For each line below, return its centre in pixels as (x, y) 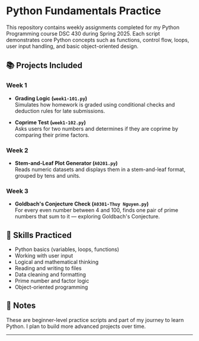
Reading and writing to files (48, 268)
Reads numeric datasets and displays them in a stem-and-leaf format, (100, 169)
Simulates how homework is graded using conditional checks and (95, 104)
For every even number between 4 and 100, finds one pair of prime (97, 210)
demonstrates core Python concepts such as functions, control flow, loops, (98, 40)
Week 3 (17, 191)
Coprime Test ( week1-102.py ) (50, 122)
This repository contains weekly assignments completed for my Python (93, 27)
